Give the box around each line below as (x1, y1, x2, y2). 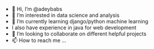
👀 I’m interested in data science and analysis (11, 12, 120, 19)
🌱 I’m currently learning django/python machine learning (11, 18, 149, 24)
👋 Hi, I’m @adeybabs (11, 6, 63, 12)
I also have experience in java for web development (11, 24, 136, 31)
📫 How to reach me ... (11, 37, 66, 44)
